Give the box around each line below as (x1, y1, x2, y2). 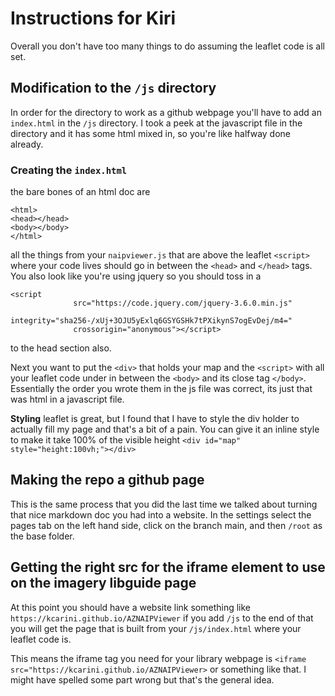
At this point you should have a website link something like (10, 601, 252, 613)
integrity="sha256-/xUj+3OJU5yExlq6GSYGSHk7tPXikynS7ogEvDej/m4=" (10, 316, 293, 326)
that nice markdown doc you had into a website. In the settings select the (10, 508, 312, 521)
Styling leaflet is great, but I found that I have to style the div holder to (10, 413, 300, 425)
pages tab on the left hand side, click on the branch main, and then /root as (10, 519, 323, 531)
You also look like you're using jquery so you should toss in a (10, 270, 262, 282)
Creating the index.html (10, 163, 128, 177)
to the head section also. (10, 342, 112, 354)
